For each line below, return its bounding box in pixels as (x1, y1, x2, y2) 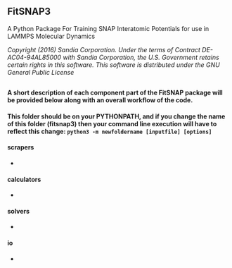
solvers (7, 207, 30, 215)
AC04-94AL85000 (7, 53, 62, 61)
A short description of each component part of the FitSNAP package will (7, 88, 223, 97)
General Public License (7, 68, 75, 76)
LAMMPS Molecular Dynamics (7, 32, 96, 40)
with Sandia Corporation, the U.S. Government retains (63, 53, 219, 61)
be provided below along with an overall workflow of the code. (7, 96, 193, 104)
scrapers (7, 143, 34, 152)
